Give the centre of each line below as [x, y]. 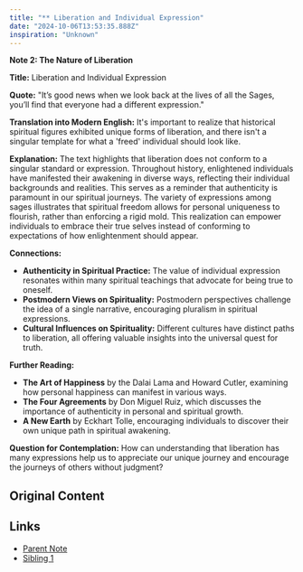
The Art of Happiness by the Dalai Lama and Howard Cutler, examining [155, 383]
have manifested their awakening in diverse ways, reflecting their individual [150, 178]
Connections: [35, 253]
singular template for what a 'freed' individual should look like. [125, 142]
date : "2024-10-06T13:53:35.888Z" [75, 26]
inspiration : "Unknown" [54, 34]
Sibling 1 [38, 558]
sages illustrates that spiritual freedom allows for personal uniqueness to [145, 207]
